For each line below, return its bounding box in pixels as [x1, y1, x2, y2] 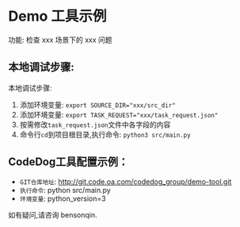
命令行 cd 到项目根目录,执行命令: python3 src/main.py [19, 129, 192, 139]
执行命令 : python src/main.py [19, 185, 111, 194]
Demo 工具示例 [8, 7, 107, 25]
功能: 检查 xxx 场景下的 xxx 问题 [8, 35, 112, 44]
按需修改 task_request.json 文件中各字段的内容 [19, 120, 171, 129]
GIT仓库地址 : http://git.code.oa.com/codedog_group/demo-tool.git [19, 176, 232, 187]
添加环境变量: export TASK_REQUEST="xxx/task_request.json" [19, 110, 219, 119]
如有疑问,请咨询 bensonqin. [8, 210, 97, 219]
